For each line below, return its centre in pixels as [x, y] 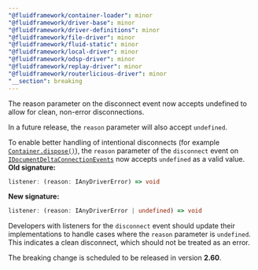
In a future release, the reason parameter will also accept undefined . [118, 127]
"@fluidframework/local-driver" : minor [74, 52]
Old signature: [32, 167]
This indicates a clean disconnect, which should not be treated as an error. [129, 243]
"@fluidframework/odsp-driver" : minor [72, 60]
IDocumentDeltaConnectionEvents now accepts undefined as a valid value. [127, 159]
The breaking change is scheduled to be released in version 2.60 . [115, 258]
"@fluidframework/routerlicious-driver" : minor [88, 74]
